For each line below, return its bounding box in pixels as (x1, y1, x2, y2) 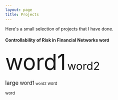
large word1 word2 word (5, 79, 57, 86)
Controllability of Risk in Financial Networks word (5, 37, 109, 43)
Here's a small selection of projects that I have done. (5, 25, 113, 31)
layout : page (5, 7, 32, 12)
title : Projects (5, 12, 39, 17)
